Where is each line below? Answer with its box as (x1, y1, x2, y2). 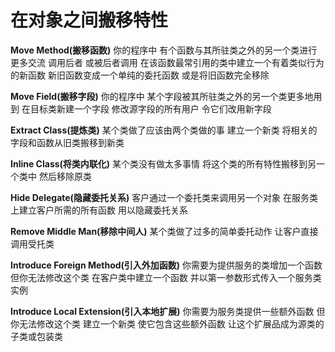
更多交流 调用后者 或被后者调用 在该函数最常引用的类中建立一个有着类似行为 (10, 56, 325, 68)
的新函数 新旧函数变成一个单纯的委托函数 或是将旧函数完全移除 (10, 69, 270, 81)
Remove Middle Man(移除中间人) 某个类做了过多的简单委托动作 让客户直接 (10, 225, 319, 237)
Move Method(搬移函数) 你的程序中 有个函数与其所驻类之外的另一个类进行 (10, 44, 318, 56)
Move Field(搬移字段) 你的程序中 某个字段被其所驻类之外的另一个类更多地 (10, 90, 314, 102)
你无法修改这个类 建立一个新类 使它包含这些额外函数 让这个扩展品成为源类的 (10, 317, 325, 330)
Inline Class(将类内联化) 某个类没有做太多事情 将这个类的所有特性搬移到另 (10, 157, 317, 170)
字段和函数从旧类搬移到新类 (10, 136, 125, 148)
